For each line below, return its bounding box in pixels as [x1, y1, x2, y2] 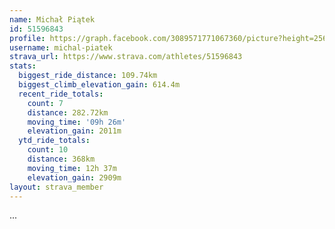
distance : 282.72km [27, 107, 109, 118]
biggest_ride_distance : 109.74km [18, 71, 158, 81]
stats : [9, 61, 37, 71]
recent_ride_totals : [18, 89, 104, 99]
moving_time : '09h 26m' [27, 117, 127, 127]
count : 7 [27, 98, 64, 108]
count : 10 [27, 145, 69, 155]
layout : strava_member [9, 182, 104, 192]
